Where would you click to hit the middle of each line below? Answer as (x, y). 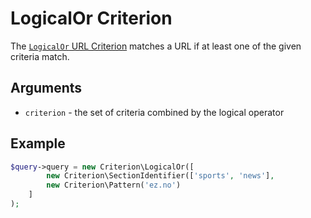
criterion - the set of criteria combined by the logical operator (154, 112)
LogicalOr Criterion (91, 18)
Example (38, 143)
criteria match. (40, 56)
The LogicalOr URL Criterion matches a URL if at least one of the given (156, 46)
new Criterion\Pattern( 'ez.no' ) (114, 185)
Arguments (46, 88)
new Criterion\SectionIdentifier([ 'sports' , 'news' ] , (160, 176)
